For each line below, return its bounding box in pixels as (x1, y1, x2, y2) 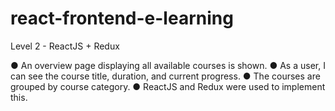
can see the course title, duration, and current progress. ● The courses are (10, 70, 321, 82)
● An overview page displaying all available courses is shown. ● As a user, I (10, 59, 326, 71)
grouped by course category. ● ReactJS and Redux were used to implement (10, 80, 326, 92)
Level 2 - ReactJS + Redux (10, 40, 120, 52)
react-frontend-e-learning (10, 7, 234, 30)
